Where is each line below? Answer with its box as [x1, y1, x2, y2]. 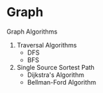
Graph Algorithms [6, 27, 57, 36]
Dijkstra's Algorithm [27, 71, 85, 79]
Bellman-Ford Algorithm [27, 78, 97, 86]
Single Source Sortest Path [16, 63, 95, 71]
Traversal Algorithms [16, 41, 77, 49]
